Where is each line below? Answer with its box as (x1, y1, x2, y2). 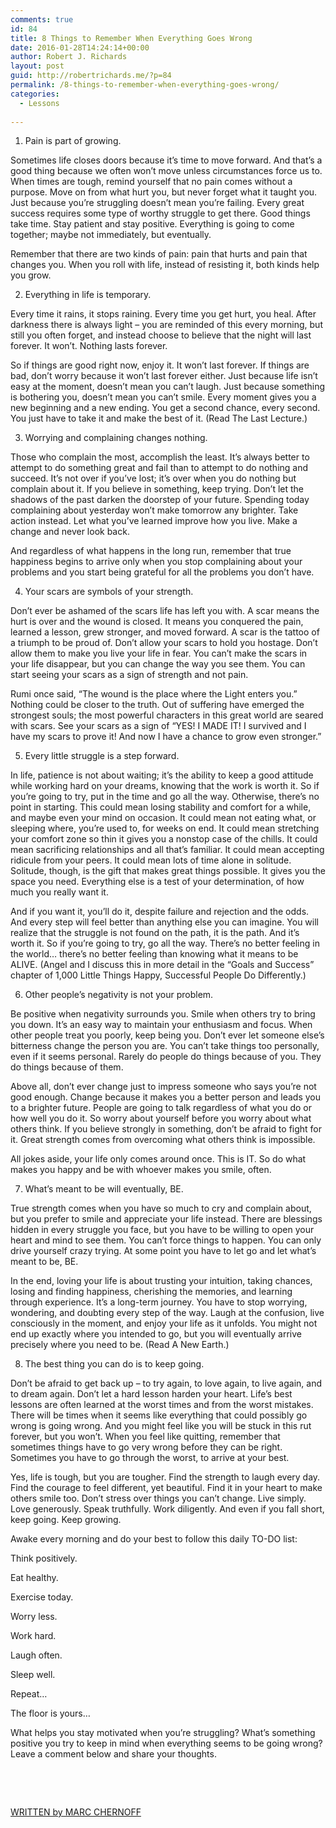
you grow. (10, 269, 52, 281)
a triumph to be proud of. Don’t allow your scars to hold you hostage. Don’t (10, 637, 318, 649)
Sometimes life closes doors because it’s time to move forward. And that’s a (10, 154, 323, 166)
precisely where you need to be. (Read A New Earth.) (10, 1339, 230, 1351)
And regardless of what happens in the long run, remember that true (10, 545, 292, 557)
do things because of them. (10, 1061, 124, 1073)
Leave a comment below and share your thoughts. (10, 1748, 217, 1760)
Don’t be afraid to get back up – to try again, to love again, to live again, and (10, 1377, 322, 1390)
